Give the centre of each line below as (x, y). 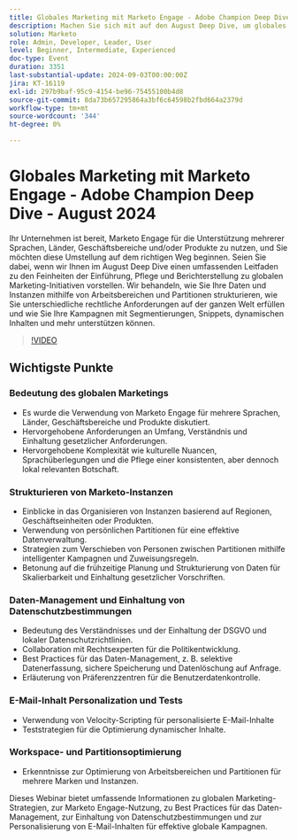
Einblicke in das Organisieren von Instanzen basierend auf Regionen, (147, 511)
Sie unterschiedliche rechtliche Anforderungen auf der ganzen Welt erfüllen (147, 304)
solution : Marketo (43, 34)
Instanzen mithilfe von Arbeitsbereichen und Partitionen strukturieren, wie (144, 294)
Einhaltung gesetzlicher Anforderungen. (95, 440)
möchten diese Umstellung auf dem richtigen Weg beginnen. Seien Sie (138, 257)
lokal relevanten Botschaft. (70, 469)
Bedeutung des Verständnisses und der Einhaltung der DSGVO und (144, 631)
